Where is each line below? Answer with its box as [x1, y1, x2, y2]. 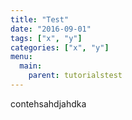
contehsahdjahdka [10, 97, 87, 110]
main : [19, 61, 43, 71]
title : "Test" [10, 14, 70, 25]
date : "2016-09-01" [10, 24, 92, 34]
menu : [10, 52, 33, 62]
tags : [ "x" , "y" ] [10, 33, 83, 43]
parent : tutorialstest [28, 71, 123, 81]
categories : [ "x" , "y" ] [10, 42, 110, 53]
